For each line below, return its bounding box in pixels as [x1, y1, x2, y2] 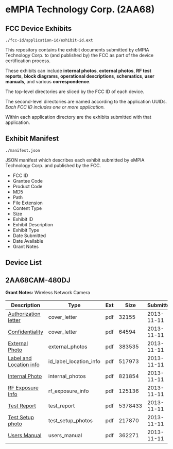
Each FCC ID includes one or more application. [5, 104, 105, 110]
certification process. [5, 58, 50, 64]
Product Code [12, 183, 43, 189]
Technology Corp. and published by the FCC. [5, 162, 101, 168]
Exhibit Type [12, 227, 40, 233]
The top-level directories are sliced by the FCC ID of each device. [5, 88, 145, 95]
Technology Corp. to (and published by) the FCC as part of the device [5, 52, 153, 58]
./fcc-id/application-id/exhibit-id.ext [5, 38, 94, 43]
